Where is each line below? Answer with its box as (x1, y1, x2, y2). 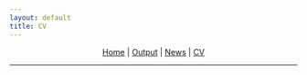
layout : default (9, 13, 71, 23)
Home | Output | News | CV (101, 46, 206, 57)
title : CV (9, 22, 48, 31)
